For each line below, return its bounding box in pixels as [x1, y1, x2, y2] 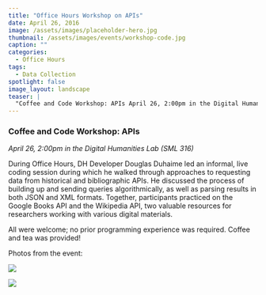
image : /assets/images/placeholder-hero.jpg [8, 26, 158, 34]
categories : [8, 48, 47, 56]
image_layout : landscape [8, 85, 90, 93]
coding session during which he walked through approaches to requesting [8, 168, 251, 177]
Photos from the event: [8, 248, 83, 258]
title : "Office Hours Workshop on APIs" [8, 11, 144, 20]
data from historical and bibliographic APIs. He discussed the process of [8, 176, 245, 186]
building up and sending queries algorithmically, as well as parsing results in [8, 184, 257, 194]
